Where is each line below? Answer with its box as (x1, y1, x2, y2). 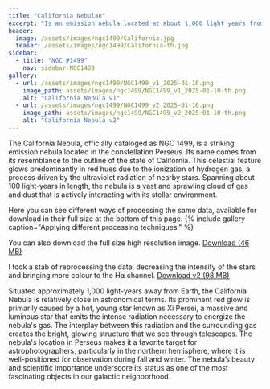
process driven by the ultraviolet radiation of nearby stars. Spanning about (8, 172, 255, 182)
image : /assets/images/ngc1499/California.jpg (15, 34, 174, 43)
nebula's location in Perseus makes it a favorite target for (8, 337, 198, 346)
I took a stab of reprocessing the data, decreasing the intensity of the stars (8, 262, 256, 272)
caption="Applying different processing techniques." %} (8, 222, 194, 231)
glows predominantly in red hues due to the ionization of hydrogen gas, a (8, 164, 251, 174)
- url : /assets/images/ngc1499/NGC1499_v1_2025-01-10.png (15, 79, 215, 87)
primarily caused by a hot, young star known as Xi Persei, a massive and (8, 303, 248, 313)
